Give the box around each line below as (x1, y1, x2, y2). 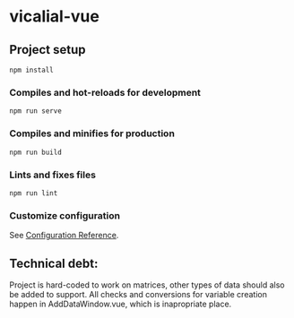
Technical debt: (9, 255, 99, 271)
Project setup (9, 42, 87, 57)
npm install (9, 65, 54, 74)
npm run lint (9, 188, 58, 198)
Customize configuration (9, 209, 121, 221)
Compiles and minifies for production (9, 127, 175, 140)
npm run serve (9, 107, 63, 116)
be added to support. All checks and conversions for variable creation (9, 289, 267, 299)
